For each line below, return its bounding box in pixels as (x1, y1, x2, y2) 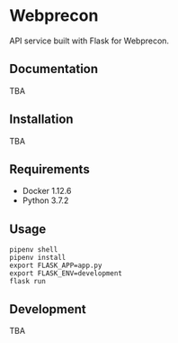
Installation (9, 112, 74, 127)
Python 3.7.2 (22, 195, 69, 206)
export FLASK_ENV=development (9, 269, 123, 278)
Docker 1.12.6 (22, 186, 72, 197)
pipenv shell (9, 246, 58, 255)
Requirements (9, 162, 90, 177)
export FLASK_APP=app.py (9, 261, 102, 271)
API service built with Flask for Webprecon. (9, 35, 169, 46)
